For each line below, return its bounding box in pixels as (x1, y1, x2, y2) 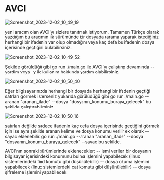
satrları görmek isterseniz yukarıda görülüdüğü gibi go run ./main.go (5, 93, 144, 99)
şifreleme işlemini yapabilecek (5, 169, 67, 175)
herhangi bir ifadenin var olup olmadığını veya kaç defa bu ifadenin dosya (5, 39, 155, 45)
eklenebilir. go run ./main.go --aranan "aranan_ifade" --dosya (18, 133, 144, 139)
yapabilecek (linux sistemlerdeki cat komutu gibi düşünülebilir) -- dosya (5, 164, 151, 170)
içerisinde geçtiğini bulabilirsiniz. (5, 44, 72, 50)
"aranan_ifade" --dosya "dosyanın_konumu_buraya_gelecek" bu (20, 98, 151, 104)
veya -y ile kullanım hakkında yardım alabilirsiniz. (20, 69, 120, 74)
